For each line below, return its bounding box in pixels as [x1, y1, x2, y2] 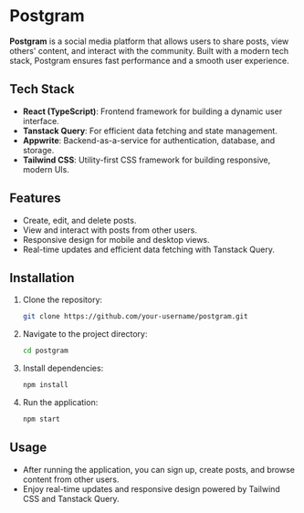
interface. [22, 115, 59, 126]
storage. [22, 144, 55, 155]
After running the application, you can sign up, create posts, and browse [22, 464, 295, 475]
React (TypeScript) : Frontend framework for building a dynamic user [22, 106, 283, 117]
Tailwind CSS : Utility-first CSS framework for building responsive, [22, 154, 271, 165]
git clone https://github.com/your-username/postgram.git [22, 312, 248, 321]
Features [9, 191, 61, 206]
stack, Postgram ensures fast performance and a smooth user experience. [9, 55, 289, 66]
